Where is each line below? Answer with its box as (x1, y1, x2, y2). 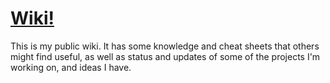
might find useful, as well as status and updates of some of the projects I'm (10, 50, 321, 62)
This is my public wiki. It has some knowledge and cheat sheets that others (10, 40, 320, 52)
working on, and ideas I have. (10, 61, 132, 73)
